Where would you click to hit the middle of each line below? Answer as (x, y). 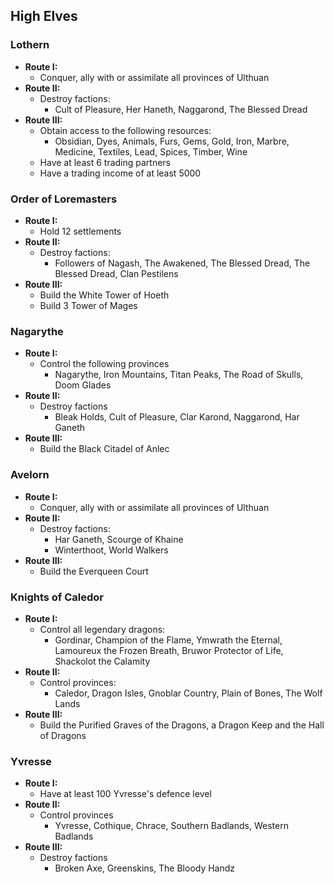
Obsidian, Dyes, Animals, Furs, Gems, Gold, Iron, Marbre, (172, 141)
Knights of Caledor (57, 597)
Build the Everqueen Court (94, 571)
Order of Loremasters (64, 199)
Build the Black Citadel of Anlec (104, 449)
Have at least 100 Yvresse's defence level (125, 794)
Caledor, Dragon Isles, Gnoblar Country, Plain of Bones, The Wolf (188, 693)
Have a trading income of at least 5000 (120, 173)
